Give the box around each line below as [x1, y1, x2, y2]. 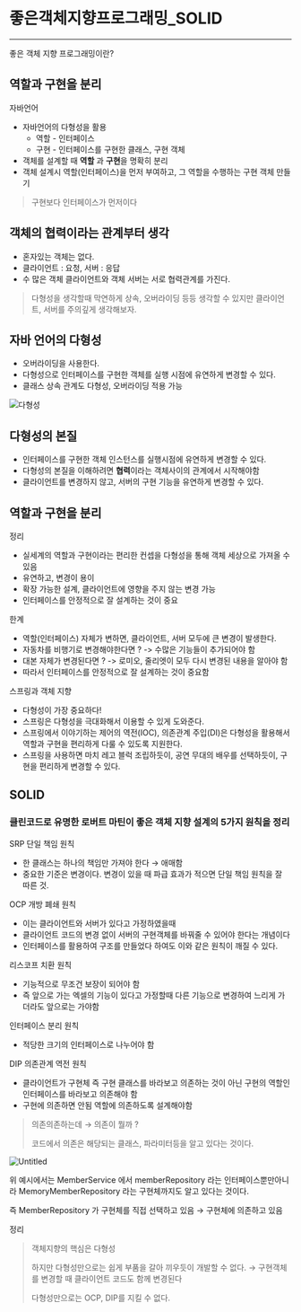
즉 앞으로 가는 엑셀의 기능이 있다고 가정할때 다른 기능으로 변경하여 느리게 [21, 990, 276, 1000]
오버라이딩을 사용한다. [21, 358, 100, 369]
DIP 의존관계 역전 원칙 [9, 1058, 87, 1069]
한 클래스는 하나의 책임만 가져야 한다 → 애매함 [21, 857, 184, 867]
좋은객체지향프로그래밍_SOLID [9, 8, 223, 29]
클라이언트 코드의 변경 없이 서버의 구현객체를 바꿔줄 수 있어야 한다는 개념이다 [21, 929, 291, 939]
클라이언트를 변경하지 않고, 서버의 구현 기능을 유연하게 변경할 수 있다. [21, 477, 264, 488]
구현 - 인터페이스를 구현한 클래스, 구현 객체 [35, 144, 185, 154]
